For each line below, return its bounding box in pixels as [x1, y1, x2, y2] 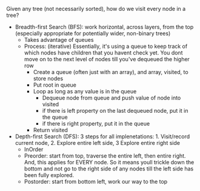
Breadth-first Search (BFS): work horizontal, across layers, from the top [15, 24, 194, 30]
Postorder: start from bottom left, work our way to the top [24, 178, 168, 185]
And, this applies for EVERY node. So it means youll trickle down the [24, 159, 195, 166]
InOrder [24, 146, 44, 153]
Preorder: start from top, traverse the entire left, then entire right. [24, 152, 186, 159]
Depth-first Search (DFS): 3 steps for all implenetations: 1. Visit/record [15, 133, 190, 140]
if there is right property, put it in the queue [42, 120, 150, 127]
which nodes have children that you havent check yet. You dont [24, 49, 183, 56]
